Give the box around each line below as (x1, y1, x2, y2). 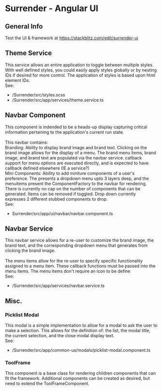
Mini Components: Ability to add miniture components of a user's (5, 170, 135, 176)
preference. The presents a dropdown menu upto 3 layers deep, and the (5, 175, 149, 181)
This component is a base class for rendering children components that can (5, 370, 156, 376)
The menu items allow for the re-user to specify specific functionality (5, 258, 143, 264)
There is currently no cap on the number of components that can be (5, 186, 141, 191)
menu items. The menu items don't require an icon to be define (5, 268, 131, 274)
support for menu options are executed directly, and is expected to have (5, 160, 149, 166)
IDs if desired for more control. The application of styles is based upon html (5, 72, 156, 78)
